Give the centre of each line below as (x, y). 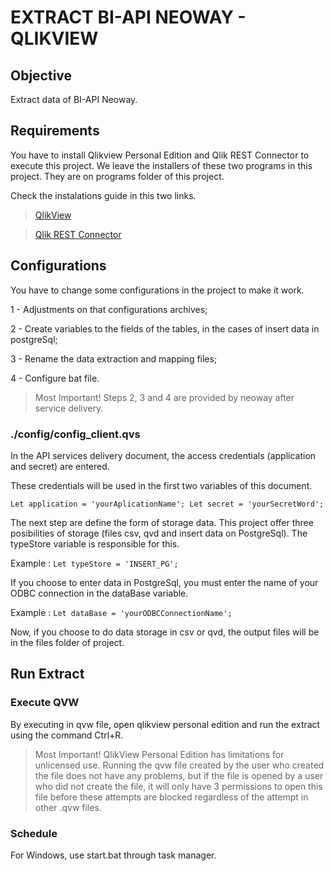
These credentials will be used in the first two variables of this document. (161, 485)
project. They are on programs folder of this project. (117, 176)
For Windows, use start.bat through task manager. (113, 855)
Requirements (55, 131)
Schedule (34, 833)
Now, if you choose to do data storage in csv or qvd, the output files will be (165, 632)
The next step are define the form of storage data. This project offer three (162, 522)
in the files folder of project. (67, 642)
